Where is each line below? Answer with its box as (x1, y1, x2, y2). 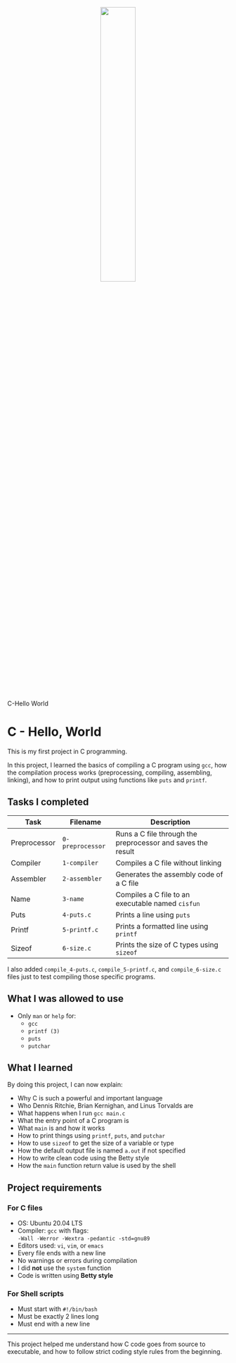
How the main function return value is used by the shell (17, 1162, 176, 1170)
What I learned (7, 1062, 73, 1074)
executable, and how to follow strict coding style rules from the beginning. (7, 1348, 223, 1356)
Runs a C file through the (115, 829, 198, 838)
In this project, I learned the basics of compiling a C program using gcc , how (7, 760, 227, 769)
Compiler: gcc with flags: (17, 1226, 89, 1235)
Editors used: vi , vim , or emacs (17, 1241, 104, 1250)
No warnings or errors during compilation (17, 1257, 138, 1265)
